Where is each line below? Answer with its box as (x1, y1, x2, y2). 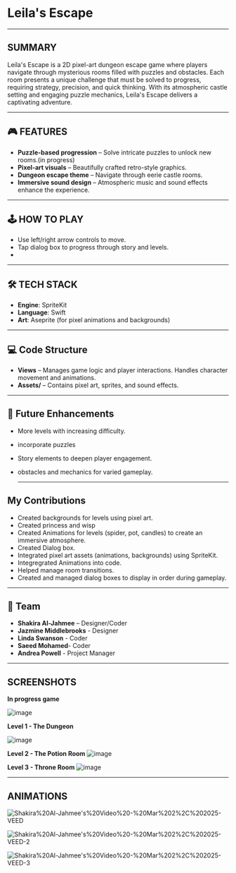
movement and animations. (17, 374, 96, 381)
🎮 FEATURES (7, 126, 68, 138)
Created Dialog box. (17, 543, 76, 551)
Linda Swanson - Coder (17, 634, 88, 642)
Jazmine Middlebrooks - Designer (17, 626, 119, 635)
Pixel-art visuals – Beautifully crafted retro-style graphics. (17, 163, 188, 171)
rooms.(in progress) (17, 155, 75, 164)
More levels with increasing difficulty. (17, 427, 126, 435)
